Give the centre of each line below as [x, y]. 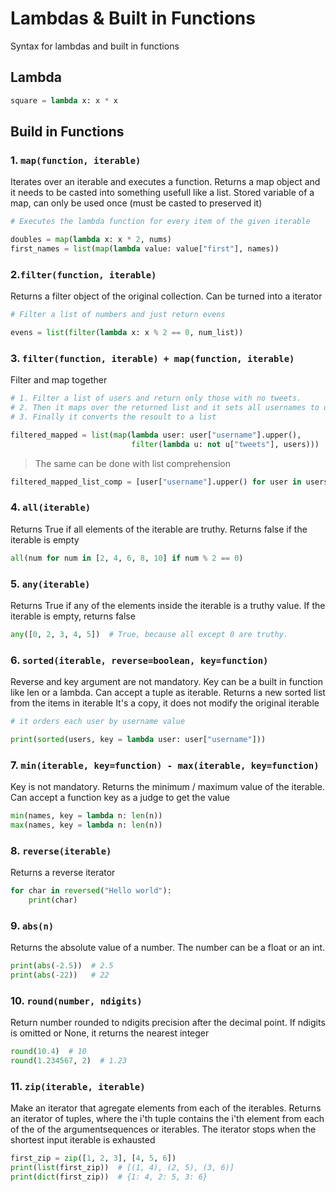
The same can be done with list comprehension [132, 463]
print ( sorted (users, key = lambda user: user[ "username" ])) [138, 740]
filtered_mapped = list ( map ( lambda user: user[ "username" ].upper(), [156, 435]
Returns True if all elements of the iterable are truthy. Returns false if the [159, 529]
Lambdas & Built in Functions [133, 18]
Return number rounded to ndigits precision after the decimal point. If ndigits [168, 1023]
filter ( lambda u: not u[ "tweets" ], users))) [225, 444]
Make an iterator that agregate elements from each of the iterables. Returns [166, 1108]
